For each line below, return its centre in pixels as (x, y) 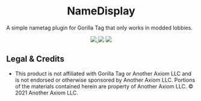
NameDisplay (101, 11)
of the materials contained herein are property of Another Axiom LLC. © (104, 86)
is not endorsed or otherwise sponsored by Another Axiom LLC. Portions (105, 80)
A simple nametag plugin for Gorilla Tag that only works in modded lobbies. (99, 28)
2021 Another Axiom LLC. (46, 93)
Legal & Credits (35, 59)
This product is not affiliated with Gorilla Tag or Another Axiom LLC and (103, 73)
